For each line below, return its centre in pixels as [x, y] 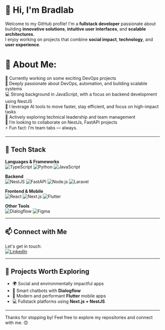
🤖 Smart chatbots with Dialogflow [46, 291]
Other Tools [17, 206]
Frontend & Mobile [24, 191]
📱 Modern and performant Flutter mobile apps [59, 296]
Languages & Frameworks [32, 162]
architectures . [20, 34]
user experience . [23, 44]
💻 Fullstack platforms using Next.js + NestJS [58, 301]
